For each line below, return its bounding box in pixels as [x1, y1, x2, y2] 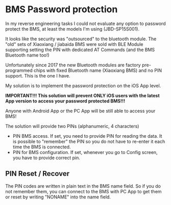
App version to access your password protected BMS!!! [5, 98, 126, 104]
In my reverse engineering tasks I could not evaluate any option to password [5, 20, 166, 27]
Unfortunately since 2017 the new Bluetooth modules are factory [5, 62, 141, 68]
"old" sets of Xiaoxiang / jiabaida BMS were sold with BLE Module [5, 41, 143, 47]
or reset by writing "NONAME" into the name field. [5, 194, 111, 200]
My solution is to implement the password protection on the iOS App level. [5, 83, 161, 89]
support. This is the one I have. [5, 72, 70, 79]
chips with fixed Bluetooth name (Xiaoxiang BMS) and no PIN [33, 67, 162, 73]
